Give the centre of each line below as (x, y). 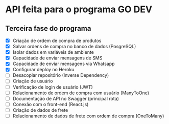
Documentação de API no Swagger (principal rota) (66, 98)
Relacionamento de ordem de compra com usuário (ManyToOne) (81, 93)
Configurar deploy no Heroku (43, 70)
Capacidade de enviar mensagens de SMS (57, 58)
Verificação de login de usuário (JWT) (53, 87)
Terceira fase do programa (48, 28)
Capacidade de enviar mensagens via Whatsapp (64, 64)
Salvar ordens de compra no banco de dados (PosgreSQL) (74, 47)
